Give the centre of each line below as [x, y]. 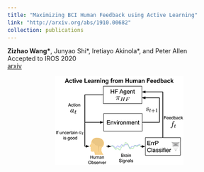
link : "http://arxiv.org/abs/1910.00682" [69, 22]
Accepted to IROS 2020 [42, 59]
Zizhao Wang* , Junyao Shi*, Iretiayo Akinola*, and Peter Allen [97, 51]
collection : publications [45, 30]
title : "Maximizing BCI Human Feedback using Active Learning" [103, 15]
